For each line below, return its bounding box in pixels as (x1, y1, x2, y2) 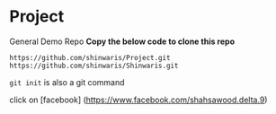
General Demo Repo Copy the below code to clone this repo (9, 36, 236, 47)
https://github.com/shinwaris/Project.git (9, 53, 171, 62)
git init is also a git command (9, 76, 125, 87)
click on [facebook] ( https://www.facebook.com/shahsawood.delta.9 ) (9, 94, 268, 105)
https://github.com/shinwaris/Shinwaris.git (9, 61, 179, 70)
